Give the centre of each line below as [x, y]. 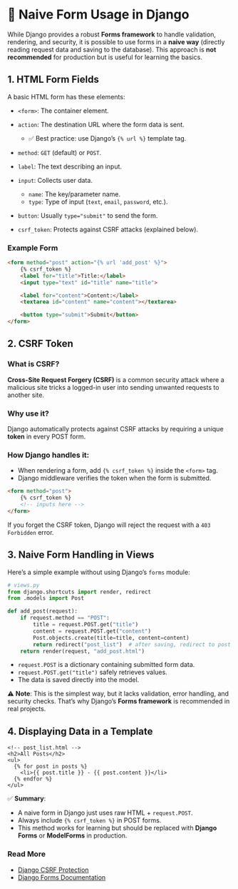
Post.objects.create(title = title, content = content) [112, 638]
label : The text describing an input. [70, 166]
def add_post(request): [43, 611]
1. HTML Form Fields [53, 80]
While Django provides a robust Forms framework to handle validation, [112, 34]
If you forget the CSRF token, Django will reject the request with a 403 [109, 525]
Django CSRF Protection [53, 870]
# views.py [24, 585]
